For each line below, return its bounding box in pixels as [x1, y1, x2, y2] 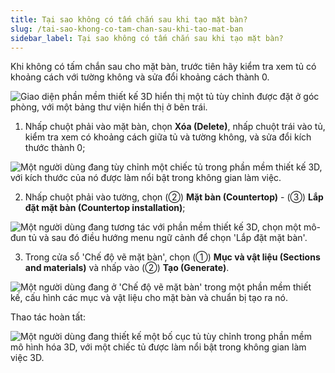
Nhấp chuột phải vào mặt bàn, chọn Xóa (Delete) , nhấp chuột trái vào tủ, [24, 121, 326, 133]
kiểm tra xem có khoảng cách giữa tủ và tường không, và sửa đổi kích [24, 131, 312, 143]
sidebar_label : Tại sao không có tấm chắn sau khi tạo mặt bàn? [10, 33, 284, 43]
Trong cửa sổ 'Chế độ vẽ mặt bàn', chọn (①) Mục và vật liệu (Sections [24, 251, 321, 263]
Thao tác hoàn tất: [10, 311, 86, 323]
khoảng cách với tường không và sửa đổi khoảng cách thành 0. [10, 71, 270, 83]
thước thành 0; [24, 142, 86, 154]
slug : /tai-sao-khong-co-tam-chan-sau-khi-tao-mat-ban [10, 24, 244, 34]
